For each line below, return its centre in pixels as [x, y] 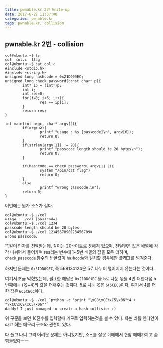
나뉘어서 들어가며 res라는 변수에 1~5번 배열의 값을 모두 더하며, [69, 252]
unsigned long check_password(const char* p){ [53, 81]
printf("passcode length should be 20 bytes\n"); [91, 149]
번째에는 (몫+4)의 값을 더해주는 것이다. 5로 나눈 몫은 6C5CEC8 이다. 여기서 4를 [78, 285]
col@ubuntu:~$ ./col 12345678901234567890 [49, 232]
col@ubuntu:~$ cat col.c [30, 64]
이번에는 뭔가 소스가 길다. [29, 206]
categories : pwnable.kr [29, 18]
